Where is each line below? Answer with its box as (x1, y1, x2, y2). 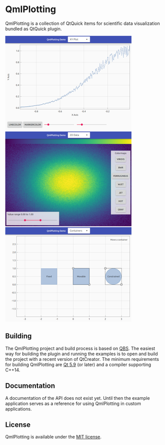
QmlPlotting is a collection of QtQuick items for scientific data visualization (5, 20, 160, 26)
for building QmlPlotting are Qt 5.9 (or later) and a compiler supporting (5, 361, 151, 367)
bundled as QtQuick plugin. (5, 25, 62, 31)
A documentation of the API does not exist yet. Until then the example (5, 395, 150, 401)
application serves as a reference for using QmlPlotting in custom (5, 400, 141, 406)
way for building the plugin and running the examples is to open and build (5, 351, 158, 357)
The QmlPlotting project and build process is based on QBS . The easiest (5, 345, 155, 351)
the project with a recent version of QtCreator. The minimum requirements (5, 356, 159, 362)
